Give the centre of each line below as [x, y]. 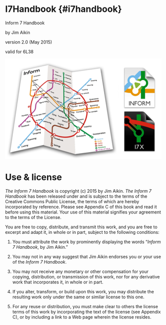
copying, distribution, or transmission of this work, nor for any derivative [86, 276]
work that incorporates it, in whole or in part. [58, 282]
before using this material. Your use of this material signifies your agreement [83, 212]
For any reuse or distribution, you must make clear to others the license [85, 306]
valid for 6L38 [19, 52]
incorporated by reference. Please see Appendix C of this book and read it [81, 207]
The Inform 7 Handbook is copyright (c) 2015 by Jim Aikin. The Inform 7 [78, 191]
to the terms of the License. [33, 217]
